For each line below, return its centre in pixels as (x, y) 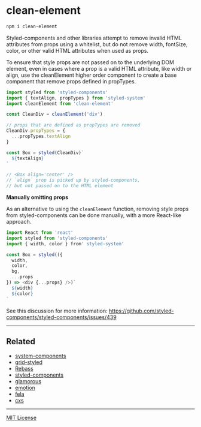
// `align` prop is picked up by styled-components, (73, 181)
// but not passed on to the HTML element (60, 186)
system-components (40, 356)
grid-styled (29, 362)
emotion (25, 388)
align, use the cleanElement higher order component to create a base (92, 75)
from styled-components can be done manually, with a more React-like (94, 215)
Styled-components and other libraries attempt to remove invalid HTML (94, 38)
